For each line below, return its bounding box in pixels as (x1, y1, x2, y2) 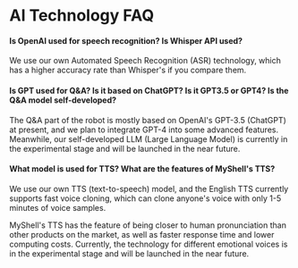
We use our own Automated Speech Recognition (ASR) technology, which (9, 55, 282, 66)
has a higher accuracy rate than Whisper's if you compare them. (9, 64, 247, 76)
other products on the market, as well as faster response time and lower (9, 229, 275, 239)
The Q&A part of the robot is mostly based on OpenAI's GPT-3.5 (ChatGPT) (9, 114, 286, 125)
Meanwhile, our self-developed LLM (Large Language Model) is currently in (9, 133, 288, 144)
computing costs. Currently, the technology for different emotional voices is (9, 239, 288, 249)
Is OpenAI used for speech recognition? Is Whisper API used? (9, 35, 243, 46)
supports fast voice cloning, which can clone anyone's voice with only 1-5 (9, 193, 282, 204)
